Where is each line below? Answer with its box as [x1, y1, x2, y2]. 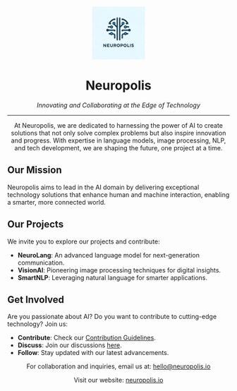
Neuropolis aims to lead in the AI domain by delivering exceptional [7, 183, 200, 191]
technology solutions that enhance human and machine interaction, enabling [7, 190, 230, 199]
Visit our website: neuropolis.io [73, 376, 164, 385]
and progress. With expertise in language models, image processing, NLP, [11, 136, 226, 145]
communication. [17, 258, 65, 267]
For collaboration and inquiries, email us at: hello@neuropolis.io [26, 362, 211, 371]
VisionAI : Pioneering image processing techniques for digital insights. [17, 265, 221, 274]
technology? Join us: [7, 320, 68, 328]
